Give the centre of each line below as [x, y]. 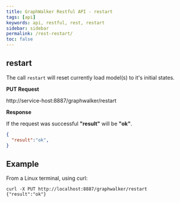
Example [23, 164]
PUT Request [23, 89]
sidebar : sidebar [28, 28]
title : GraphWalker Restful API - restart [59, 12]
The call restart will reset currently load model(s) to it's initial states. [91, 77]
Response [19, 112]
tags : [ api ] [21, 17]
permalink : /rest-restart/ [40, 34]
